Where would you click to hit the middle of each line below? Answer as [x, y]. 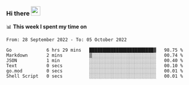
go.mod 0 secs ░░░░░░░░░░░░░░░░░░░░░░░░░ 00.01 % [95, 71]
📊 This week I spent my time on [47, 27]
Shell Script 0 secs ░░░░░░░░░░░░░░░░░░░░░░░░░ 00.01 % [95, 76]
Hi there [18, 13]
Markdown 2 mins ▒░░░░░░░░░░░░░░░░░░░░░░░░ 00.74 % [95, 56]
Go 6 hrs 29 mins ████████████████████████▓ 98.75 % [95, 51]
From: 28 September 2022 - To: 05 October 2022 [67, 40]
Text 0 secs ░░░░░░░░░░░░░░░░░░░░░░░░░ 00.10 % [95, 66]
